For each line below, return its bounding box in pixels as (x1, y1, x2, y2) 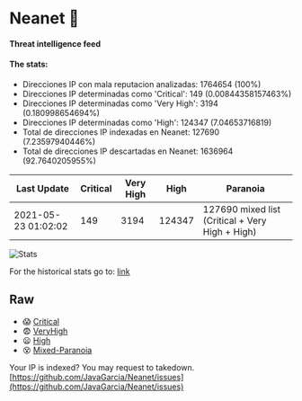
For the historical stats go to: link (9, 265, 130, 277)
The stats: (9, 58, 49, 70)
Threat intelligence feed (9, 38, 102, 49)
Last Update (16, 182, 70, 194)
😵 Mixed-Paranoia (22, 344, 93, 355)
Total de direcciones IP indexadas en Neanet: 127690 (22, 126, 220, 138)
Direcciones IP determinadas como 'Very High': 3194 (22, 98, 218, 109)
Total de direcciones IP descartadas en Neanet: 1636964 (22, 146, 234, 156)
